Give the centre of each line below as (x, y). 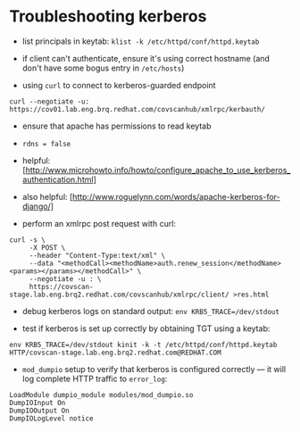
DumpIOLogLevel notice (51, 418)
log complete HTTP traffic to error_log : (95, 378)
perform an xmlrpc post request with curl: (99, 223)
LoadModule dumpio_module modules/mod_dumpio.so (101, 395)
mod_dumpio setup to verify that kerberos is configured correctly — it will (154, 369)
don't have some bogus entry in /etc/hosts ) (103, 68)
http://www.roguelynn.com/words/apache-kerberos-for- (176, 196)
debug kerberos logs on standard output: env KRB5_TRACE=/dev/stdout (150, 311)
